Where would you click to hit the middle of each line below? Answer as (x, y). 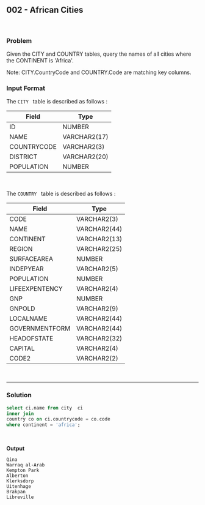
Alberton (17, 476)
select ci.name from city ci (45, 408)
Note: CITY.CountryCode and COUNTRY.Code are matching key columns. (99, 72)
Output (16, 449)
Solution (19, 395)
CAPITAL (22, 348)
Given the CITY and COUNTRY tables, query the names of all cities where (99, 54)
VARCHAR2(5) (97, 269)
